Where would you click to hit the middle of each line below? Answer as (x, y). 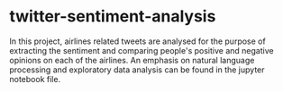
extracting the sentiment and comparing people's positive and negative (141, 50)
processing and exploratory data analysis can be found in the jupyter (137, 70)
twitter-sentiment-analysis (113, 17)
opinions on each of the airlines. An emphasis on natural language (132, 60)
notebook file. (35, 79)
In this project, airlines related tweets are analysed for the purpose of (137, 41)
